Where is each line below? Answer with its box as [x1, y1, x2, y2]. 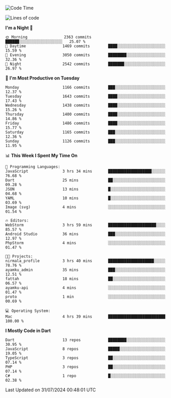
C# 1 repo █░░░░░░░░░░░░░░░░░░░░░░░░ [5, 373, 166, 379]
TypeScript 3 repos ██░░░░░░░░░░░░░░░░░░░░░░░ [5, 355, 166, 361]
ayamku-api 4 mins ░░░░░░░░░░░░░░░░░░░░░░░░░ [5, 285, 166, 290]
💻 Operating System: [5, 308, 51, 313]
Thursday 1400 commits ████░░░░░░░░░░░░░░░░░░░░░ [5, 112, 166, 117]
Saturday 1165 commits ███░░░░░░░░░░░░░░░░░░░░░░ [5, 130, 166, 135]
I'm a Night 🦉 [5, 25, 33, 31]
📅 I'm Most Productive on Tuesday [5, 75, 80, 81]
